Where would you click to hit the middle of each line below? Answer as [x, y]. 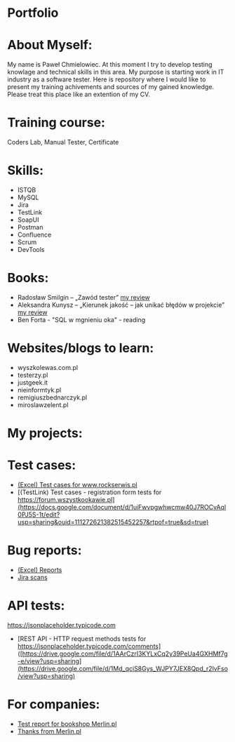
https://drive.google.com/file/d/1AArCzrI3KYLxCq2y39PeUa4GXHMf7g [125, 654]
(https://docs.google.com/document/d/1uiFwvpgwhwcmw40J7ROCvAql [122, 507]
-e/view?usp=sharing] [49, 661]
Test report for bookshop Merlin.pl [67, 724]
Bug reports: [45, 551]
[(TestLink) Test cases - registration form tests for [89, 492]
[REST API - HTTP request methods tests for [82, 638]
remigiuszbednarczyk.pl [52, 397]
